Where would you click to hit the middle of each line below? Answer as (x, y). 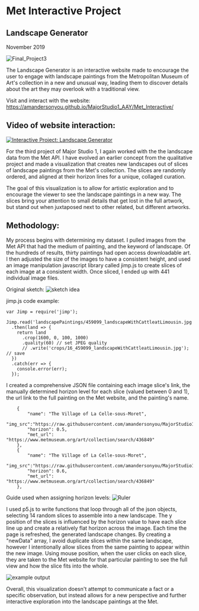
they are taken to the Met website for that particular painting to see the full (97, 559)
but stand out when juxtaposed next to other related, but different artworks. (98, 207)
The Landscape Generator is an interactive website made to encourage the (97, 70)
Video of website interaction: (61, 126)
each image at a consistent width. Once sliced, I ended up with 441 (88, 271)
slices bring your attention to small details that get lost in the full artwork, (95, 201)
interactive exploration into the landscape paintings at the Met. (82, 601)
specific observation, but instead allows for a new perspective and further (96, 595)
